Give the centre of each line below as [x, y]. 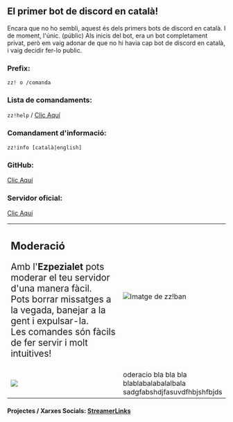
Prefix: [19, 68]
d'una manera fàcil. [51, 288]
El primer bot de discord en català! [83, 11]
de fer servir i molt [49, 343]
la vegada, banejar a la [58, 310]
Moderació [38, 246]
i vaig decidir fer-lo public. [45, 50]
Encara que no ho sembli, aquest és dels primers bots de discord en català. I [116, 28]
